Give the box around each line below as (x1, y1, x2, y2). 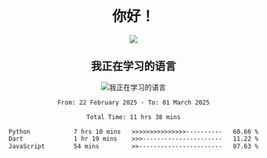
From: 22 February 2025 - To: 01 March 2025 (57, 98, 210, 106)
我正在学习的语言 (91, 60, 176, 73)
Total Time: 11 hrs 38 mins (86, 113, 181, 121)
